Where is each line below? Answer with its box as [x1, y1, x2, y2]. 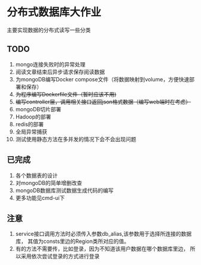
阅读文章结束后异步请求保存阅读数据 [15, 68, 105, 75]
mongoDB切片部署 [15, 105, 62, 112]
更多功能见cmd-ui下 [15, 194, 65, 201]
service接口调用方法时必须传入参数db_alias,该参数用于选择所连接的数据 [15, 230, 192, 237]
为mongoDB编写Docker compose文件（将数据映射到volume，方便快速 [15, 75, 190, 83]
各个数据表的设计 [15, 172, 58, 179]
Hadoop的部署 [15, 113, 51, 120]
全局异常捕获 [15, 128, 47, 135]
